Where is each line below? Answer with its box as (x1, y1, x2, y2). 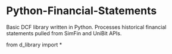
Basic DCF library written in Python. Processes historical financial (6, 23, 167, 31)
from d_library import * (6, 41, 62, 48)
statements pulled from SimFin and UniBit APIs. (6, 29, 122, 36)
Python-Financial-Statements (6, 4, 157, 18)
